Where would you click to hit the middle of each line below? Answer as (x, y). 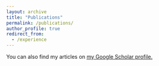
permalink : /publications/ (40, 23)
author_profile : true (33, 28)
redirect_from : (25, 34)
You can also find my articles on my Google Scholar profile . (79, 57)
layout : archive (26, 12)
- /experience (29, 40)
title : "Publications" (34, 17)
